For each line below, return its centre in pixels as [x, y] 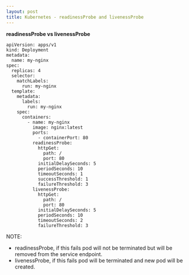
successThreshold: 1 [63, 179]
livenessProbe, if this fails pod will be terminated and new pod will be [99, 260]
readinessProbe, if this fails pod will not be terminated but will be [93, 248]
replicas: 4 [26, 71]
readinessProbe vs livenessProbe [48, 34]
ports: [40, 132]
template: [23, 91]
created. [25, 267]
